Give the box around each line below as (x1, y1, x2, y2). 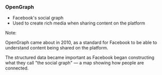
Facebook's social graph (12, 15, 64, 21)
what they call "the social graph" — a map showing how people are (5, 60, 144, 66)
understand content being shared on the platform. (5, 45, 109, 51)
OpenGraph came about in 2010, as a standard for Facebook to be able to (5, 39, 157, 45)
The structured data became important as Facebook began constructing (5, 54, 154, 60)
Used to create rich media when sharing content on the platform (12, 20, 145, 26)
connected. (5, 65, 29, 71)
